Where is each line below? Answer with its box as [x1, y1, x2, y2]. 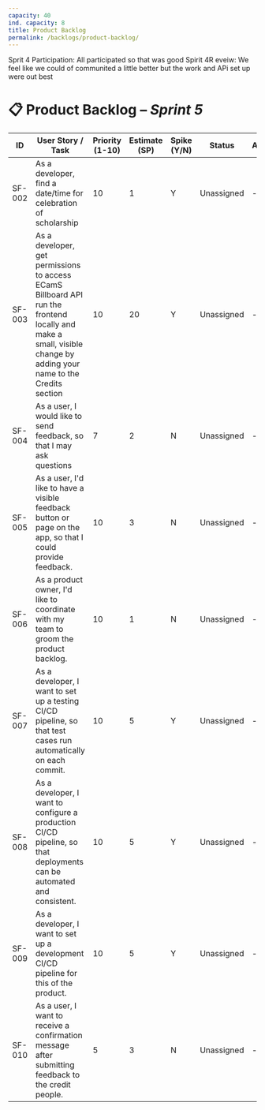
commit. [35, 764, 65, 776]
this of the [35, 977, 73, 989]
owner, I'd [35, 585, 73, 596]
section [35, 388, 63, 399]
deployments [35, 857, 84, 868]
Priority [92, 135, 122, 146]
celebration [35, 198, 77, 209]
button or [35, 512, 69, 523]
